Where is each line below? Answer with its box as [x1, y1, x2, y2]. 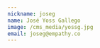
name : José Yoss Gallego [7, 17, 81, 24]
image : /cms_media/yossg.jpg [7, 23, 94, 30]
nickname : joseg [7, 10, 55, 18]
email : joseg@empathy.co [7, 30, 81, 37]
